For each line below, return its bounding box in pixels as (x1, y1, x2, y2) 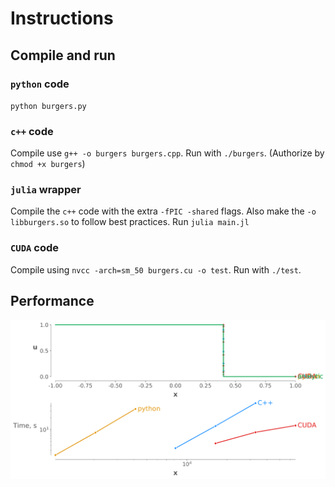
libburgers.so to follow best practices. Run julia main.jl (10, 216, 250, 228)
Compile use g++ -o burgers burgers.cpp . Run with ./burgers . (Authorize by (10, 147, 325, 159)
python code (10, 77, 70, 91)
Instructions (10, 7, 114, 30)
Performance (10, 293, 95, 310)
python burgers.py (10, 101, 87, 111)
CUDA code (10, 241, 60, 255)
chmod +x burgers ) (10, 158, 86, 170)
